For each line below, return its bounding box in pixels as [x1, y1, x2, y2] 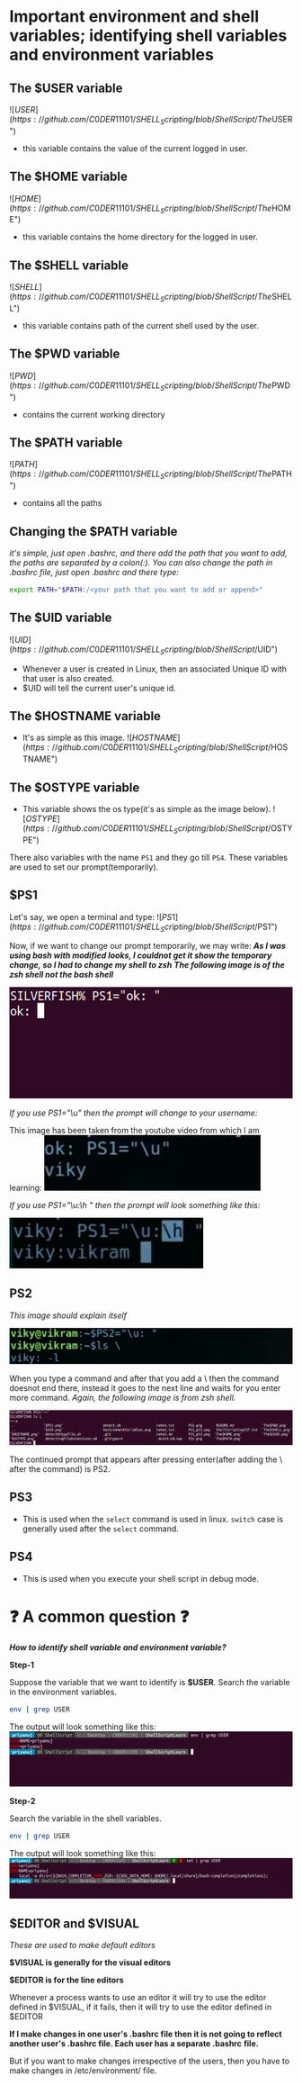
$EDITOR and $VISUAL [9, 1916, 139, 1931]
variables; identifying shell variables [9, 25, 288, 46]
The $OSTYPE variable [9, 780, 140, 795]
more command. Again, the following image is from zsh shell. [9, 1392, 236, 1403]
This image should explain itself [9, 1310, 128, 1321]
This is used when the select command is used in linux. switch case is [22, 1513, 284, 1524]
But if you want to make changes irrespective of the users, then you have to [9, 2055, 290, 2067]
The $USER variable [9, 80, 123, 95]
